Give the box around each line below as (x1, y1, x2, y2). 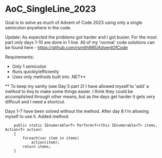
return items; (22, 144, 51, 149)
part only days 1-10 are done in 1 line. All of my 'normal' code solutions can (5, 39, 155, 45)
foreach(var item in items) (22, 136, 79, 140)
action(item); (31, 140, 60, 145)
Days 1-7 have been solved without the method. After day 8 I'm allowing (5, 108, 149, 114)
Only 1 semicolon (12, 63, 47, 69)
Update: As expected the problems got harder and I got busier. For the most (5, 34, 157, 40)
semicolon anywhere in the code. (5, 24, 72, 30)
